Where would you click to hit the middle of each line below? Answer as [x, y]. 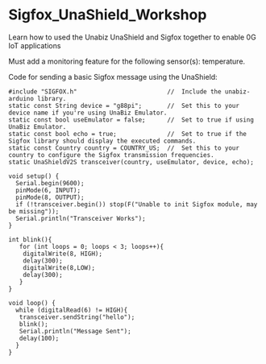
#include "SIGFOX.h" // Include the [115, 91]
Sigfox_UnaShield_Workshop [108, 15]
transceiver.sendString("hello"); [77, 317]
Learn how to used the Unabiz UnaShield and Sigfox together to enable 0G [132, 37]
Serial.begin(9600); [50, 183]
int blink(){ [30, 239]
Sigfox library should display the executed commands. [102, 141]
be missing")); [34, 211]
